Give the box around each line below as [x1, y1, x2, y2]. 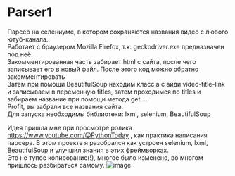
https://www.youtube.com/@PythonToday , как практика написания [7, 131, 208, 139]
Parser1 [7, 4, 53, 20]
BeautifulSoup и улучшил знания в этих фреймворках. [7, 146, 169, 154]
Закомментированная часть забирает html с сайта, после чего [7, 57, 197, 65]
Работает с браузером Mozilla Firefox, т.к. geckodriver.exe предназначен [7, 42, 225, 51]
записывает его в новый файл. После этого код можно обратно [7, 65, 199, 73]
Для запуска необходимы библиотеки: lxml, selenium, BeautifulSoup [7, 110, 211, 118]
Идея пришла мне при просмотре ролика [7, 123, 132, 132]
